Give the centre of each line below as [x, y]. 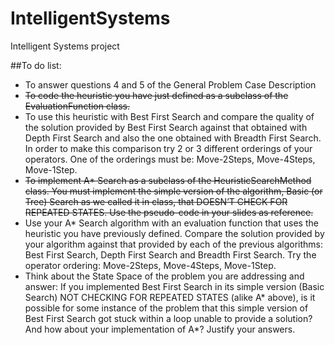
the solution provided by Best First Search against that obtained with [166, 127]
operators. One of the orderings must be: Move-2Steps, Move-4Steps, [170, 159]
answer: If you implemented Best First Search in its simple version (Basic [174, 286]
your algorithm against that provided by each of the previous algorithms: [173, 244]
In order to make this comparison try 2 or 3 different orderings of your [168, 148]
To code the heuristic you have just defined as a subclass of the [156, 95]
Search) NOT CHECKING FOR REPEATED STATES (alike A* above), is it [170, 297]
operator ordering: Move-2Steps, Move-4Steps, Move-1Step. [150, 265]
